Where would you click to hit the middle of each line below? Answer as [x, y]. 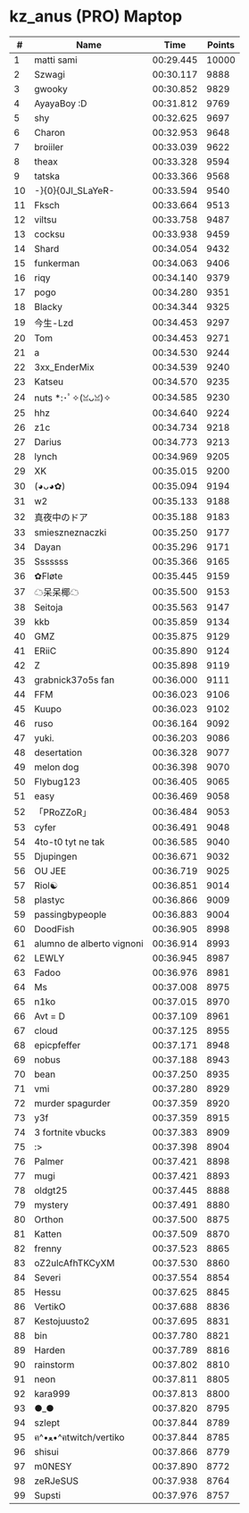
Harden [50, 1349]
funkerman [57, 263]
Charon [50, 132]
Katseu [49, 382]
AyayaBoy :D [61, 103]
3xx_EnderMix [64, 366]
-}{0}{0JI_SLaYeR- [75, 190]
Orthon [49, 1219]
